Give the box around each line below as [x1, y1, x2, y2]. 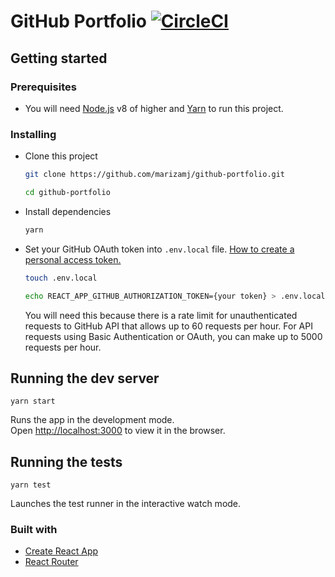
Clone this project [24, 150, 98, 162]
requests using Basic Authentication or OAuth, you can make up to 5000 [24, 330, 323, 342]
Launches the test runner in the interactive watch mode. [10, 498, 242, 510]
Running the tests [10, 453, 123, 470]
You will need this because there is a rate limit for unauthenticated [24, 309, 298, 321]
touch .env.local [24, 273, 98, 283]
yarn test [10, 480, 52, 490]
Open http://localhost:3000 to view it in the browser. [10, 425, 226, 437]
